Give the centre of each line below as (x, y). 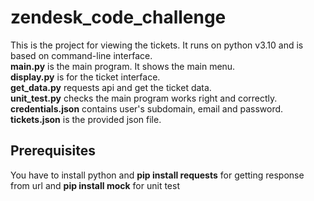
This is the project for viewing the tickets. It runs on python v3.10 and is (157, 45)
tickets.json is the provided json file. (86, 119)
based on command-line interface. (81, 55)
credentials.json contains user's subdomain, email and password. (147, 108)
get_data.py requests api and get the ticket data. (111, 87)
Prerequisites (53, 151)
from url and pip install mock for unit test (95, 185)
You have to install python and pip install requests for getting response (157, 175)
